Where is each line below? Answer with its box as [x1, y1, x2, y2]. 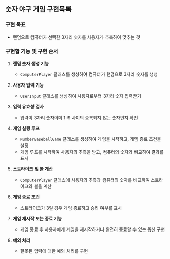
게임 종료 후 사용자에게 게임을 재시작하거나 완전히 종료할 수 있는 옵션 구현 [20, 226, 165, 233]
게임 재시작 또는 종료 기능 [12, 215, 62, 221]
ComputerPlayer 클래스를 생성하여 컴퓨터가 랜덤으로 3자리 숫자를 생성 [20, 71, 158, 77]
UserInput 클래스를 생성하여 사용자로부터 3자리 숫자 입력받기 [20, 93, 141, 99]
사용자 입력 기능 [12, 82, 44, 88]
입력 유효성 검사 [12, 103, 44, 109]
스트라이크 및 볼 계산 [12, 166, 53, 172]
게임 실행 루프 [12, 125, 40, 131]
